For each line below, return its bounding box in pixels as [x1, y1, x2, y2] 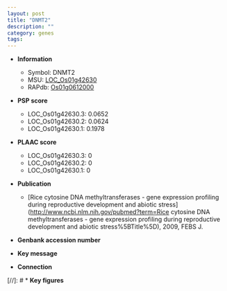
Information [17, 55, 53, 63]
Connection [17, 263, 52, 271]
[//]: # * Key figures [7, 276, 64, 285]
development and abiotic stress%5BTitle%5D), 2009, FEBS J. [27, 222, 203, 231]
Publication [17, 179, 51, 188]
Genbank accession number [17, 236, 101, 245]
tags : [7, 36, 23, 43]
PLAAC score [17, 138, 57, 146]
